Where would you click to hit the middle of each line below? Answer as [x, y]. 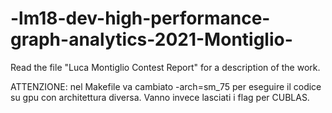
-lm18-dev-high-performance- [140, 18]
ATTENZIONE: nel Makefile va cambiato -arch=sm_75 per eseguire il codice [166, 86]
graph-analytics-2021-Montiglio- [151, 39]
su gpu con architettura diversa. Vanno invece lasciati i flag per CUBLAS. [160, 97]
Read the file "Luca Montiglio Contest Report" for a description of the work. [165, 67]
